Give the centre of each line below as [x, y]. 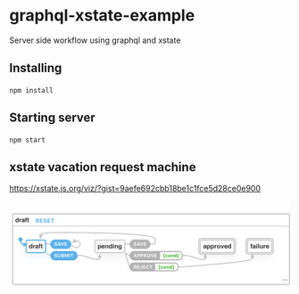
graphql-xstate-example [102, 16]
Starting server [52, 118]
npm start [28, 140]
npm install [31, 90]
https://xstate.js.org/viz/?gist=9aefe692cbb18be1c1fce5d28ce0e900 [135, 189]
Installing [36, 68]
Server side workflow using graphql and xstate [95, 40]
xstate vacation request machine [103, 167]
